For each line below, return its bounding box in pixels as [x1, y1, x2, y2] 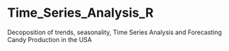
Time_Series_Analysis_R [7, 5, 154, 21]
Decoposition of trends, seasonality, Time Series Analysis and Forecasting [7, 28, 223, 36]
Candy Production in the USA [7, 35, 93, 43]
